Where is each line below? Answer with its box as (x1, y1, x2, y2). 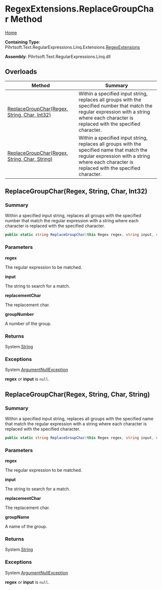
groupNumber (5, 311, 34, 317)
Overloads (5, 68, 37, 76)
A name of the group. (5, 524, 47, 529)
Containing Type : (5, 39, 40, 45)
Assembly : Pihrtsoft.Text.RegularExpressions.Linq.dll (5, 53, 111, 59)
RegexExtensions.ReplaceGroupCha (5, 3, 154, 15)
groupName (5, 514, 30, 520)
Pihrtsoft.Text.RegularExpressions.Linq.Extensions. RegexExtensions (5, 44, 140, 50)
